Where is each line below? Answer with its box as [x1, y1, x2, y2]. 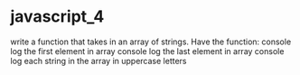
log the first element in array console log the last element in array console [10, 45, 285, 56]
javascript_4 [10, 6, 105, 27]
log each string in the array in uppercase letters [10, 55, 187, 66]
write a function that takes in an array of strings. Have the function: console [10, 36, 292, 47]
